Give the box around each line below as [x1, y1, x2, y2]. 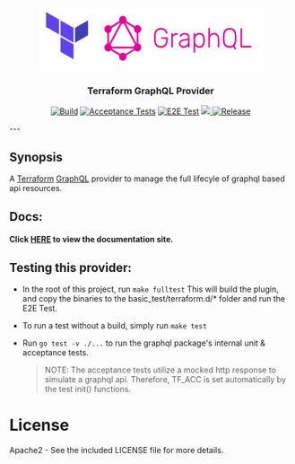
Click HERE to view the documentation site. [9, 234, 174, 245]
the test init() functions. [44, 384, 132, 395]
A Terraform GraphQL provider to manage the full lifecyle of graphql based [9, 173, 285, 184]
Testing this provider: [9, 259, 132, 276]
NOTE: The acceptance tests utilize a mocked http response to [44, 364, 276, 375]
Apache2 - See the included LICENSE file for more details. [9, 445, 224, 456]
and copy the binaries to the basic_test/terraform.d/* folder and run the [22, 293, 286, 304]
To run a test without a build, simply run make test [22, 320, 208, 331]
